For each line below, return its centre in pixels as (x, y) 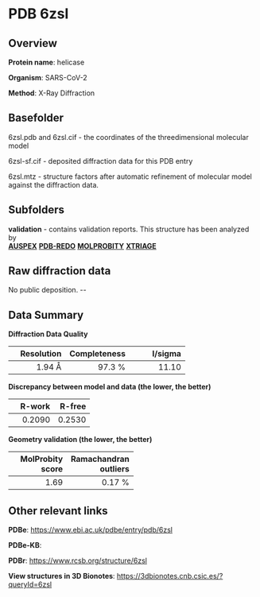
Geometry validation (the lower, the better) (80, 440)
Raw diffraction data (60, 271)
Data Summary (46, 315)
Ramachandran (100, 459)
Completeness (97, 354)
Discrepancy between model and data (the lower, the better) (110, 387)
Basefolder (36, 118)
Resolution (41, 354)
